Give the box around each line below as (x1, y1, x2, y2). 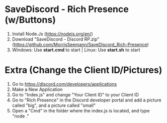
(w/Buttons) (5, 14, 56, 26)
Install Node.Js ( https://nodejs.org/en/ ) (12, 31, 93, 37)
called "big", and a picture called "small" (12, 102, 96, 108)
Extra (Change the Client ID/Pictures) (5, 64, 162, 76)
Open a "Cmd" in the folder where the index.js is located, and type (12, 107, 150, 113)
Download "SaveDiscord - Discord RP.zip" (12, 36, 100, 42)
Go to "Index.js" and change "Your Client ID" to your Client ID (12, 91, 139, 97)
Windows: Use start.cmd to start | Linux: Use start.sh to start (12, 47, 140, 53)
